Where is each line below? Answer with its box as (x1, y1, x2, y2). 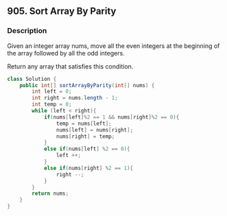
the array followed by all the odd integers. (7, 49, 125, 57)
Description (7, 26, 47, 36)
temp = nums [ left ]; (56, 120, 112, 127)
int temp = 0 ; (32, 101, 72, 108)
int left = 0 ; (32, 88, 72, 95)
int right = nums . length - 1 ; (32, 95, 118, 101)
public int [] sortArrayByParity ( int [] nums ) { (19, 82, 155, 88)
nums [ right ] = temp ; (56, 133, 115, 140)
